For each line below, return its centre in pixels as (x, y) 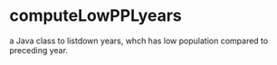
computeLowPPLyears (96, 16)
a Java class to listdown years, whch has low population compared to (139, 41)
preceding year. (38, 50)
